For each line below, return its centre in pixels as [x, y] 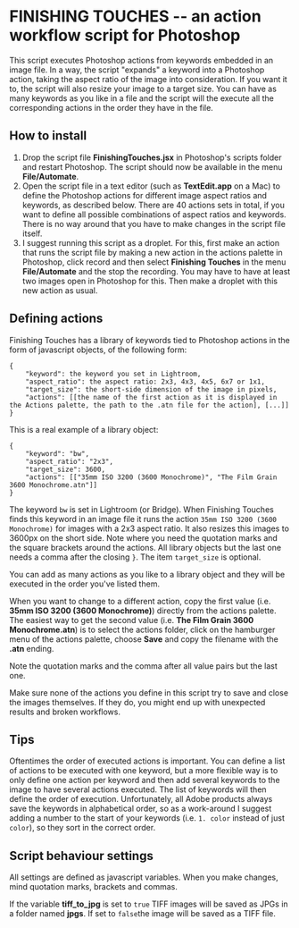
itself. [32, 233]
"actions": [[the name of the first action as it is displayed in [151, 397]
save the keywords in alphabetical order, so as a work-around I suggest [141, 809]
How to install [48, 136]
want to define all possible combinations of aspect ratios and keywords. [154, 214]
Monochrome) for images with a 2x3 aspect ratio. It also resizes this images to [149, 528]
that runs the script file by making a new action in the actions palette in [152, 252]
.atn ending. [32, 648]
